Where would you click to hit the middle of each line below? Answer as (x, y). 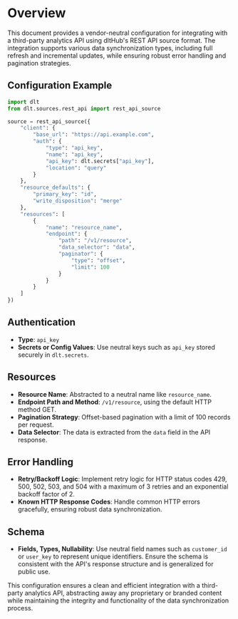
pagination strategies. (39, 63)
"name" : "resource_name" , (84, 227)
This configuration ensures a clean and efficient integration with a (104, 586)
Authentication (42, 322)
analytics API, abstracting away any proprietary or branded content (123, 593)
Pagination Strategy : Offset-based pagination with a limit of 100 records (124, 417)
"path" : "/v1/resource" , (95, 241)
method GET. (37, 409)
